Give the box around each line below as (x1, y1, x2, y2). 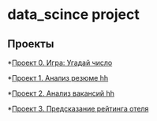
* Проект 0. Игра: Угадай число (7, 58, 113, 67)
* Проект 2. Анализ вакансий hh (7, 89, 115, 98)
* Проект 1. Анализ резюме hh (7, 74, 109, 82)
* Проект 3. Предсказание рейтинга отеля (7, 104, 149, 113)
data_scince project (7, 6, 140, 24)
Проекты (7, 37, 54, 51)
